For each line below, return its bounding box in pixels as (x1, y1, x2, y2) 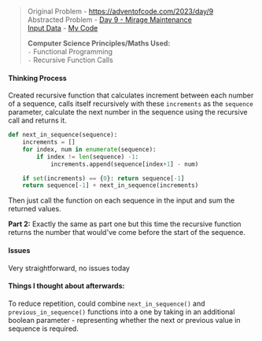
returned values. (8, 204, 61, 214)
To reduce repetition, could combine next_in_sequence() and (8, 299, 206, 308)
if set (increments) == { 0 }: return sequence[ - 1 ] (22, 174, 185, 182)
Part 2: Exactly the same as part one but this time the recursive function (8, 219, 242, 229)
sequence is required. (8, 324, 79, 333)
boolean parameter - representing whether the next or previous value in (8, 315, 242, 324)
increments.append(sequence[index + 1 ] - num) (50, 160, 199, 168)
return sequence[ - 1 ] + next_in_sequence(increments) (22, 181, 199, 189)
